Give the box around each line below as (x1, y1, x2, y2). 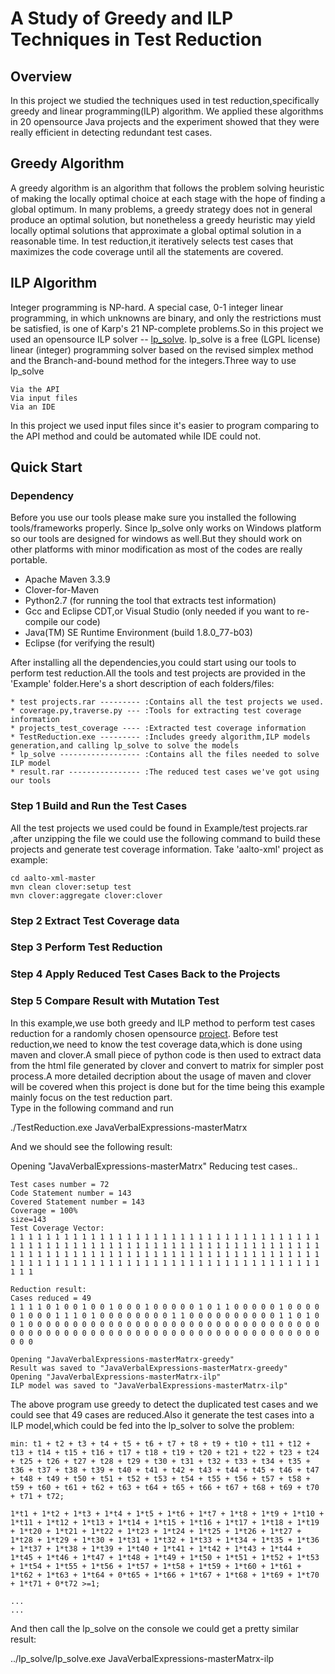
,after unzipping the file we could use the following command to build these (10, 832, 321, 844)
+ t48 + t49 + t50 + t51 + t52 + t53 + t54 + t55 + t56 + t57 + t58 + (10, 1473, 311, 1484)
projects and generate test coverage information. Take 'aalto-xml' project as (10, 843, 324, 855)
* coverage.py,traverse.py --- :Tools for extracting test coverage (10, 706, 302, 716)
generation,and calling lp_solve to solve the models (10, 741, 240, 751)
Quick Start (10, 459, 83, 476)
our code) (59, 616, 101, 628)
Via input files (10, 393, 78, 403)
